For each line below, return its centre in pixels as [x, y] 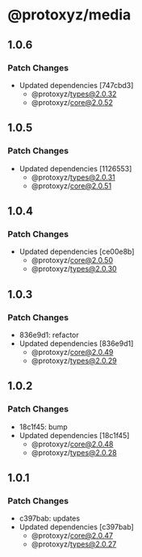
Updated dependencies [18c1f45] [74, 435]
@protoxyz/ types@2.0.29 [74, 361]
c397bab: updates [50, 518]
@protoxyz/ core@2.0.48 [72, 444]
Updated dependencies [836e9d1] [76, 343]
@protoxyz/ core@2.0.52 [72, 102]
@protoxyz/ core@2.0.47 [72, 536]
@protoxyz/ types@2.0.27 [74, 544]
